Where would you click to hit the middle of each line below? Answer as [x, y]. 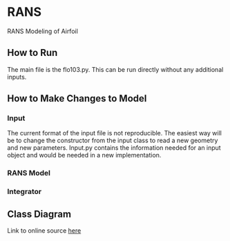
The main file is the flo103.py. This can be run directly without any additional [115, 69]
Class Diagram [39, 214]
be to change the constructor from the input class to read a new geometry [113, 141]
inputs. [17, 77]
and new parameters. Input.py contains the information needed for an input [114, 148]
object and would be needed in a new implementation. [84, 155]
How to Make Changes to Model [77, 98]
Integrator [25, 192]
